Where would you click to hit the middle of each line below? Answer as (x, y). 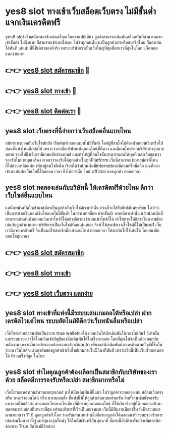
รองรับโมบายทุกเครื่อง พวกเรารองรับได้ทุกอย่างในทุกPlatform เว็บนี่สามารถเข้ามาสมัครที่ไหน (82, 160)
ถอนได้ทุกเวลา (17, 236)
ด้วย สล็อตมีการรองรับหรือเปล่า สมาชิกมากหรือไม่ (65, 380)
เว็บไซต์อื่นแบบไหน (29, 196)
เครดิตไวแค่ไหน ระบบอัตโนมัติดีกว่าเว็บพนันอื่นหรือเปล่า (74, 321)
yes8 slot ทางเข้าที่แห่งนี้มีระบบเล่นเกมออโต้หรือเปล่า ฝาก (78, 313)
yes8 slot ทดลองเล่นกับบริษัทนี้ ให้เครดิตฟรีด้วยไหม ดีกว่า (79, 187)
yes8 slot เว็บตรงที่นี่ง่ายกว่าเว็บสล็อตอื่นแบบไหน (68, 131)
